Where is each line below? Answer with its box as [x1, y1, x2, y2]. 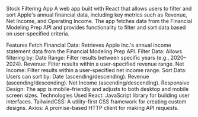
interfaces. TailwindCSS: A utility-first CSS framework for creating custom [6, 98, 187, 105]
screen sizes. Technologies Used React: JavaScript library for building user [6, 92, 190, 99]
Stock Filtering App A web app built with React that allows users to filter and [6, 5, 192, 12]
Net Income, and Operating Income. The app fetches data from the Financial [6, 18, 193, 24]
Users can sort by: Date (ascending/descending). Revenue [6, 73, 149, 80]
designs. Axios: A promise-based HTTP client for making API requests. [6, 105, 179, 111]
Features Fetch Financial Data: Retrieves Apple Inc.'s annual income [6, 41, 172, 48]
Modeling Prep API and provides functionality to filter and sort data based [6, 24, 186, 31]
